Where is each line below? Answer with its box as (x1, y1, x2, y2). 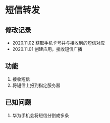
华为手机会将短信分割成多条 (12, 112, 69, 118)
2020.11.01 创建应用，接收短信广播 (12, 46, 83, 52)
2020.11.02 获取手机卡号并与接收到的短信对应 (12, 40, 105, 46)
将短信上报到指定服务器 (12, 82, 60, 88)
